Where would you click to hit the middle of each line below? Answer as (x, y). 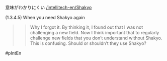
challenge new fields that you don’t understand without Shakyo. (96, 38)
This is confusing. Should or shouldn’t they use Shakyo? (88, 43)
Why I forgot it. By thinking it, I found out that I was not (87, 27)
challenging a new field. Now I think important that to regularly (95, 33)
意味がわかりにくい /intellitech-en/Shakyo (49, 7)
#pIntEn (13, 53)
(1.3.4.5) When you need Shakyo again (45, 17)
